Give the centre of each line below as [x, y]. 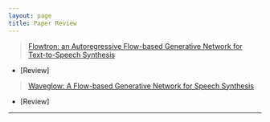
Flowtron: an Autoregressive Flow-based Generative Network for [135, 46]
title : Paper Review [43, 23]
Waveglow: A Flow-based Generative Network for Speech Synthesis [141, 86]
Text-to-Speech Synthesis [71, 55]
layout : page [30, 16]
